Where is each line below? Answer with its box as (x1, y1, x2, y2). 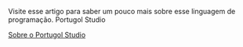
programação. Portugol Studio (8, 15, 106, 24)
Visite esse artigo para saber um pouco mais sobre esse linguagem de (8, 7, 236, 16)
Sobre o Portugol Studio (8, 31, 86, 39)
